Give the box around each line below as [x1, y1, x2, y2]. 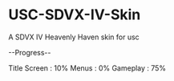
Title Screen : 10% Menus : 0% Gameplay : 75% [8, 63, 167, 73]
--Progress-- [8, 47, 51, 57]
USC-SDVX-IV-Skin [8, 6, 141, 24]
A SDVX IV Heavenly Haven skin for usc [8, 32, 140, 42]
